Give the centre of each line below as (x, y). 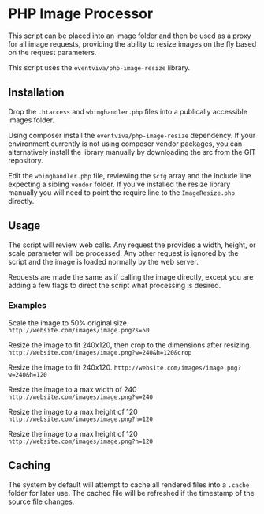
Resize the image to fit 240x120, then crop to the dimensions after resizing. (130, 345)
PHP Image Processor (81, 14)
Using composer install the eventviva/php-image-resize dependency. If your (132, 135)
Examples (28, 306)
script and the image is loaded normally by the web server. (103, 261)
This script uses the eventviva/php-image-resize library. (99, 67)
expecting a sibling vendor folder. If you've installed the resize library (119, 184)
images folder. (32, 120)
